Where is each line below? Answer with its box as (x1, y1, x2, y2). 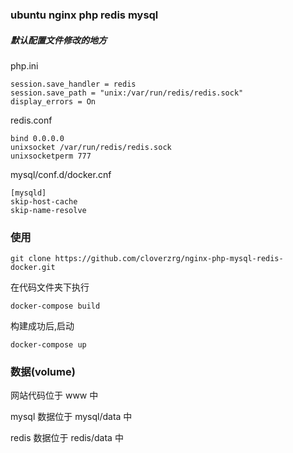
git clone (10, 254, 52, 264)
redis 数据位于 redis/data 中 (10, 432, 124, 444)
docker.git (10, 263, 56, 273)
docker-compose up (10, 340, 87, 350)
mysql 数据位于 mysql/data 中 (10, 411, 133, 423)
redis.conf (10, 114, 53, 126)
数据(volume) (10, 365, 76, 379)
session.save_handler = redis (10, 79, 137, 89)
